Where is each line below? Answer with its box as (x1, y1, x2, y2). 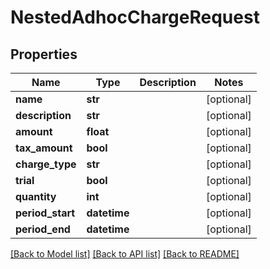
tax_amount (15, 141, 73, 155)
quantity (15, 190, 57, 203)
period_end (15, 222, 71, 236)
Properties (10, 46, 78, 63)
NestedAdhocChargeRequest (10, 6, 260, 29)
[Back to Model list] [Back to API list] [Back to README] (10, 248, 240, 260)
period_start (15, 206, 76, 220)
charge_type (15, 157, 77, 171)
